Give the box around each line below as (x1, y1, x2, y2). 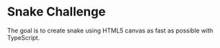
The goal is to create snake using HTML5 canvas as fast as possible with (7, 26, 214, 34)
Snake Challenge (7, 4, 107, 20)
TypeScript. (7, 33, 40, 41)
